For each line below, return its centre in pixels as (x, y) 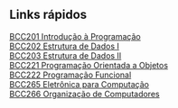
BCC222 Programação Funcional (70, 75)
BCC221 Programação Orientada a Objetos (89, 65)
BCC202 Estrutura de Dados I (65, 46)
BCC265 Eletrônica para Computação (79, 84)
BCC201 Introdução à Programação (75, 36)
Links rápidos (48, 15)
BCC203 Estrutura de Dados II (66, 55)
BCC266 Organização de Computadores (84, 94)
